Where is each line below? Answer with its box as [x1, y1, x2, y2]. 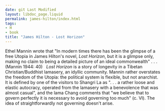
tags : [5, 21, 16, 26]
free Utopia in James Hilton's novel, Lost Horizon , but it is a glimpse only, [5, 53, 154, 59]
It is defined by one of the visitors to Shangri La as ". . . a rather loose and [5, 79, 155, 85]
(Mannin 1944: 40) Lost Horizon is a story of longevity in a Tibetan [5, 63, 143, 69]
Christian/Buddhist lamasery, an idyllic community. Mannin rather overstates [5, 69, 161, 75]
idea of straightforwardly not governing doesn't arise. [5, 100, 114, 106]
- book [5, 30, 19, 35]
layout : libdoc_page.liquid [5, 12, 63, 17]
